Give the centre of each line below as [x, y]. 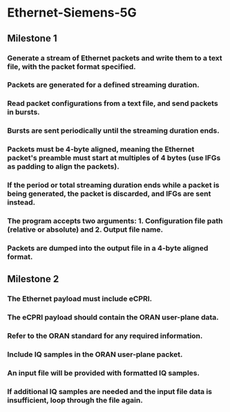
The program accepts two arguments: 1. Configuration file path [115, 221]
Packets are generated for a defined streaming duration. [103, 85]
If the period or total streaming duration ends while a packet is [113, 185]
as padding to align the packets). [63, 167]
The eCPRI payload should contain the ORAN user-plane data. [113, 317]
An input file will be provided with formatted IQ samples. [104, 373]
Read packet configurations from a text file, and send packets [113, 104]
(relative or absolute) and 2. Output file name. [85, 230]
